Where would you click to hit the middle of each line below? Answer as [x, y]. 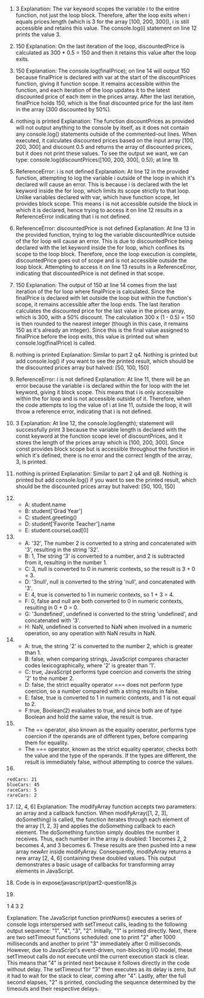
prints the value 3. [38, 35]
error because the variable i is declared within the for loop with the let [102, 386]
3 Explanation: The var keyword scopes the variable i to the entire [97, 9]
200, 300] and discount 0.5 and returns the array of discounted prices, [104, 147]
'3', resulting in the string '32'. [62, 550]
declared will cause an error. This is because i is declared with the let [102, 184]
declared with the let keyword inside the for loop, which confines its [100, 247]
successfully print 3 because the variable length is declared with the [101, 430]
